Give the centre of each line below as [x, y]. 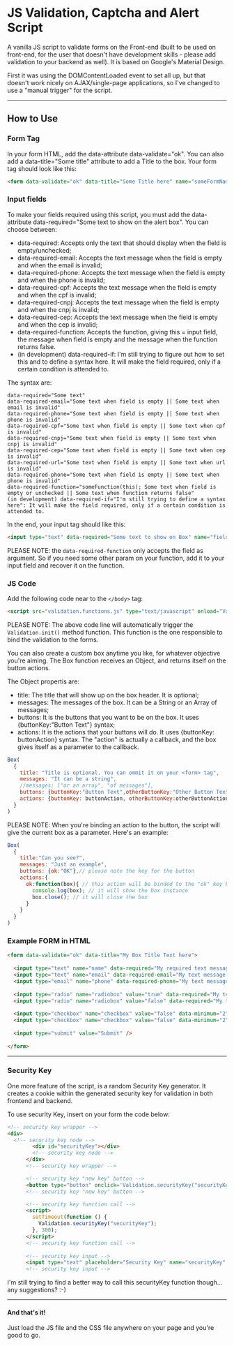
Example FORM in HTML [49, 941]
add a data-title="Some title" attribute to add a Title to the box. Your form [112, 161]
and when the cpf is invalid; [57, 295]
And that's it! [26, 1312]
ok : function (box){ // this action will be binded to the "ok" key [124, 884]
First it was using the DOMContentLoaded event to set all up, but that [106, 75]
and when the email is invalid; [60, 265]
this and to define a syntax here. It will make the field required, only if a [119, 362]
